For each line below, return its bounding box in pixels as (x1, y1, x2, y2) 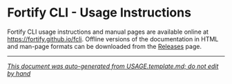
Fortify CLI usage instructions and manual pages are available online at (7, 28, 209, 36)
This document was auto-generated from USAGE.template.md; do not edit (7, 62, 219, 70)
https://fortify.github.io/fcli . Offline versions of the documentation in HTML (7, 34, 219, 43)
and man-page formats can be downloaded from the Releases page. (7, 42, 202, 50)
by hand (7, 69, 31, 77)
